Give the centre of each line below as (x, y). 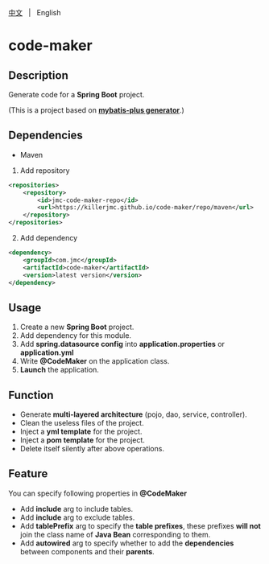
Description (38, 75)
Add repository (45, 170)
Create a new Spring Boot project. (77, 327)
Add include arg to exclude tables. (77, 517)
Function (31, 395)
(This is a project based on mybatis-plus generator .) (97, 110)
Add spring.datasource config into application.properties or (122, 344)
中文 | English (35, 12)
